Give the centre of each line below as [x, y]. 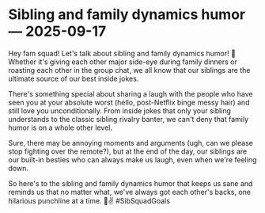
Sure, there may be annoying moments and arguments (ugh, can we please [131, 143]
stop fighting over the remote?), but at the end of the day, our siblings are [128, 151]
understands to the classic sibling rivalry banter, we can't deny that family [129, 119]
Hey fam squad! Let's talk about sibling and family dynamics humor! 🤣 [122, 53]
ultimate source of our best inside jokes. [74, 78]
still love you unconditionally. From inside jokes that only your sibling [120, 110]
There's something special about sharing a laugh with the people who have [131, 93]
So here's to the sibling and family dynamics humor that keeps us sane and [131, 183]
